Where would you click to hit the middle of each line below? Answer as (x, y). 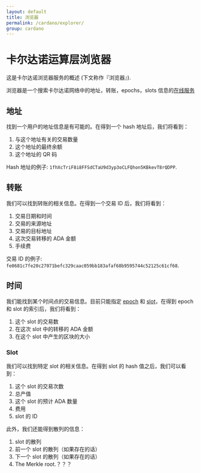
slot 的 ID (26, 416)
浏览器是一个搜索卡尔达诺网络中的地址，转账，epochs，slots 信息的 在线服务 (100, 90)
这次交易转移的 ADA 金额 (45, 238)
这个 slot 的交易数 (36, 322)
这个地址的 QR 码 (36, 154)
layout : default (26, 12)
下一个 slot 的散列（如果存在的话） (57, 456)
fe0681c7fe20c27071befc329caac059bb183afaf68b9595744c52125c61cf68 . (93, 265)
